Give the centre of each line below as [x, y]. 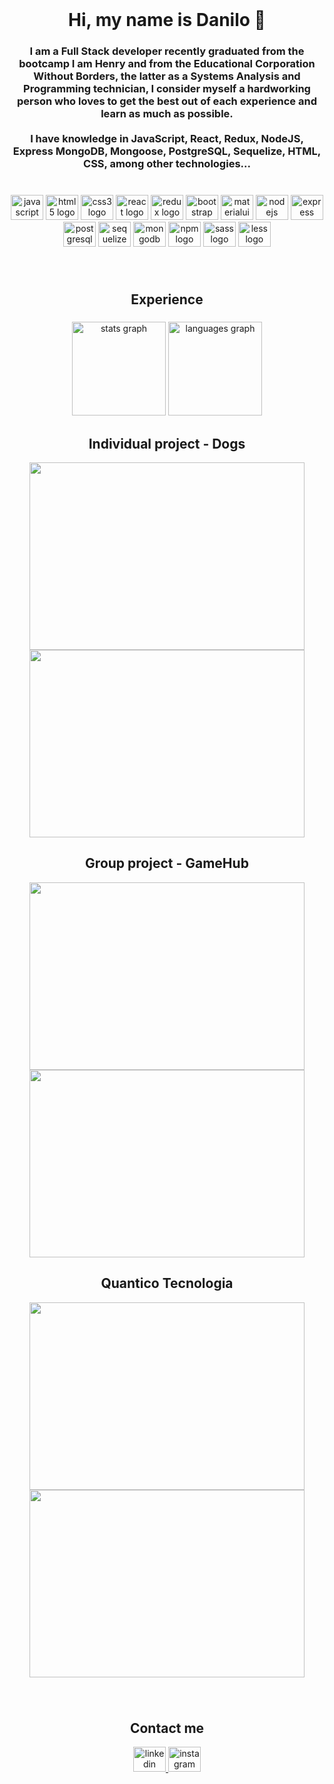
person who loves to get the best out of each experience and [167, 101]
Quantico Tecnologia [167, 1283]
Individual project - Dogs [167, 443]
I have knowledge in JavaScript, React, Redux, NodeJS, [167, 139]
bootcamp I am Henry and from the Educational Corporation [167, 64]
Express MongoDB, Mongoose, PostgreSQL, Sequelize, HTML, [167, 151]
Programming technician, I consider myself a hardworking [167, 89]
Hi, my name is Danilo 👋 [167, 20]
